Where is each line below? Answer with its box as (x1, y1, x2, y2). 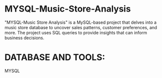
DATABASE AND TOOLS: (4, 52, 105, 63)
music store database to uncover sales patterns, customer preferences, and (4, 24, 157, 30)
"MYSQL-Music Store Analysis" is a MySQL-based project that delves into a (4, 19, 157, 25)
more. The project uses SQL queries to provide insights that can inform (4, 30, 147, 35)
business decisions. (4, 35, 44, 41)
